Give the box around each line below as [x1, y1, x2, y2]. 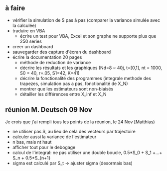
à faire [5, 4, 25, 12]
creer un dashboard [12, 43, 53, 49]
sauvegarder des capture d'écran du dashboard [12, 49, 111, 55]
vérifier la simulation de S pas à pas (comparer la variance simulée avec [12, 17, 161, 23]
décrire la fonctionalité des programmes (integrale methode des [19, 75, 151, 81]
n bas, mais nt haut [12, 139, 52, 145]
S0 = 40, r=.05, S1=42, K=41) [19, 70, 80, 76]
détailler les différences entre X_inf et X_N [19, 91, 107, 97]
